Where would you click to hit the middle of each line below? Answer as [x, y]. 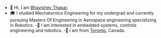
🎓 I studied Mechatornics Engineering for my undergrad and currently [82, 13]
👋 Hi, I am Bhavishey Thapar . [39, 8]
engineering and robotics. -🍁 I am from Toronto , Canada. [67, 30]
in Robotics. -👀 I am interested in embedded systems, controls [73, 25]
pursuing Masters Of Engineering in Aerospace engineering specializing [83, 20]
